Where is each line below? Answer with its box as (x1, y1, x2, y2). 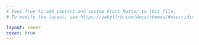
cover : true (6, 30, 36, 36)
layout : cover (6, 25, 41, 30)
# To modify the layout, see (6, 14, 78, 20)
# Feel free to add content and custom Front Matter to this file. (6, 8, 176, 15)
